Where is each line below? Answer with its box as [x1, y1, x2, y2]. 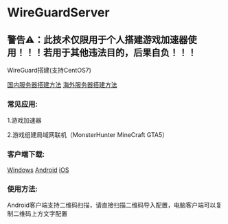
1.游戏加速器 [7, 116, 42, 125]
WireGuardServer [7, 5, 110, 21]
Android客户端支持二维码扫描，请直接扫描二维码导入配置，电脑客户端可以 [7, 201, 216, 209]
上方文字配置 [30, 209, 67, 217]
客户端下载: [7, 149, 45, 159]
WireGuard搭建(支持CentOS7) [7, 66, 91, 74]
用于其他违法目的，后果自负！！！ [52, 47, 197, 58]
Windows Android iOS [7, 166, 69, 174]
